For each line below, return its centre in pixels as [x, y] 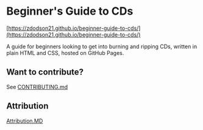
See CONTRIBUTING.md [37, 87]
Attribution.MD [25, 121]
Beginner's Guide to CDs [70, 11]
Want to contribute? [45, 72]
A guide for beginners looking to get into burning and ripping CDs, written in [102, 46]
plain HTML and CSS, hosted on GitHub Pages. [65, 52]
